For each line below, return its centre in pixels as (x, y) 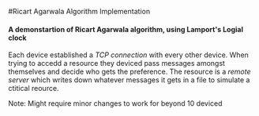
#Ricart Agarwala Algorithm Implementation (79, 11)
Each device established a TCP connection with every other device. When (128, 55)
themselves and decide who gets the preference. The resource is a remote (129, 72)
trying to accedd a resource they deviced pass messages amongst (116, 63)
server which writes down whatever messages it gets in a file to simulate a (129, 80)
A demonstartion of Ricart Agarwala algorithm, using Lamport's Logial (126, 29)
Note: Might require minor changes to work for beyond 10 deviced (115, 103)
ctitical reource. (34, 89)
